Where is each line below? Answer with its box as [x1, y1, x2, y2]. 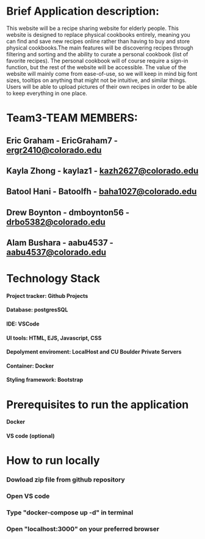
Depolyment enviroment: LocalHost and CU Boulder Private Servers [6, 348, 182, 355]
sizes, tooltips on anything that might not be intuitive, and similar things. [6, 76, 187, 84]
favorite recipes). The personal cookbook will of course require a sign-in [6, 57, 189, 64]
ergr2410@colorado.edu [6, 145, 102, 155]
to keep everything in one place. [6, 89, 87, 97]
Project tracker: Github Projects [6, 292, 88, 299]
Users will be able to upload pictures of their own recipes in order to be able [6, 83, 197, 90]
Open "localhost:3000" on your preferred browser [6, 524, 160, 533]
